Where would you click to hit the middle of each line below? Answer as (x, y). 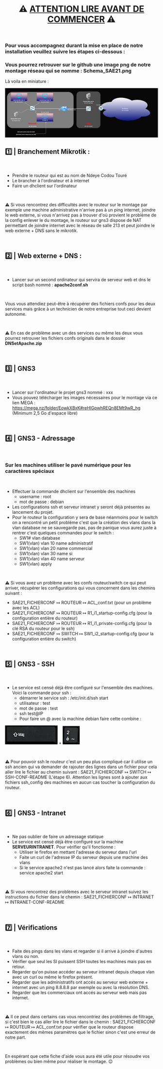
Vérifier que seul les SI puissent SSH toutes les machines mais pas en (82, 962)
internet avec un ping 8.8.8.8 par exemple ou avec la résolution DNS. (81, 988)
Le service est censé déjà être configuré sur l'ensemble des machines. (83, 688)
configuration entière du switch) (44, 639)
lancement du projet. (33, 512)
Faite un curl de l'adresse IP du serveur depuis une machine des (83, 857)
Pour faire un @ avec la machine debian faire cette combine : (80, 719)
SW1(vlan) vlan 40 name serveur (52, 559)
